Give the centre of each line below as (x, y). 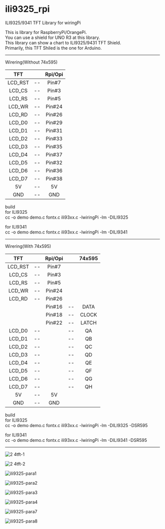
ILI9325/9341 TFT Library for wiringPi (43, 23)
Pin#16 (54, 306)
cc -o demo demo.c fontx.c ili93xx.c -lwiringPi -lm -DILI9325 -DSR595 (77, 425)
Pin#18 (54, 315)
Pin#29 (54, 123)
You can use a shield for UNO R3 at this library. (53, 37)
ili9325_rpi (27, 9)
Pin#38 (54, 178)
